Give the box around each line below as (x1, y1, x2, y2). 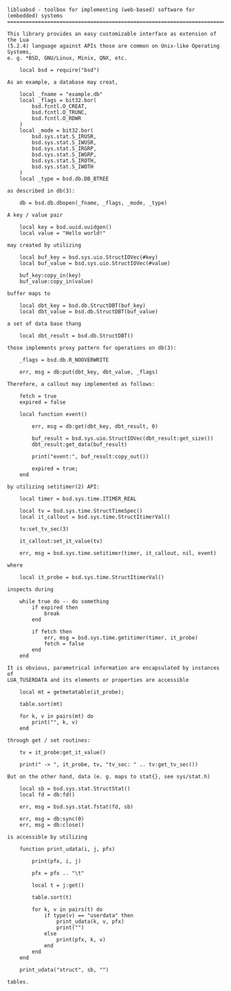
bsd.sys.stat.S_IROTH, (32, 157, 97, 164)
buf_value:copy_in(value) (19, 278, 94, 285)
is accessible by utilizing (7, 834, 88, 841)
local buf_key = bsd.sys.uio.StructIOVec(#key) (19, 254, 158, 261)
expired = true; (32, 465, 78, 472)
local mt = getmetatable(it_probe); (19, 689, 125, 696)
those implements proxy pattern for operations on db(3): (7, 344, 177, 351)
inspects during (7, 586, 54, 593)
